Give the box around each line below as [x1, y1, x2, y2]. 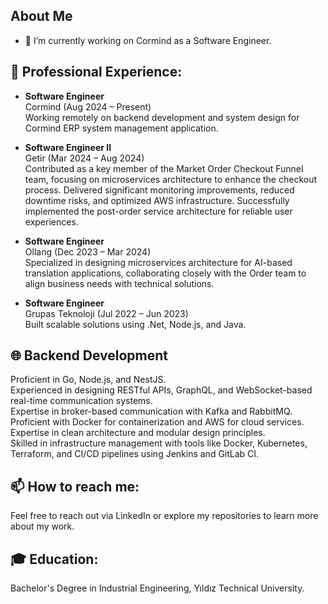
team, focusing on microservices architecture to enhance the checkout [24, 173, 318, 185]
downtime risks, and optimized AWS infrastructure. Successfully [24, 194, 290, 206]
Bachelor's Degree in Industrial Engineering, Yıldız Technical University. [10, 582, 305, 594]
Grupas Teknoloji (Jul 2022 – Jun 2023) [24, 307, 189, 319]
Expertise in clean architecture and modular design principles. [10, 427, 266, 439]
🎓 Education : [10, 550, 99, 568]
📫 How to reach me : [10, 478, 140, 495]
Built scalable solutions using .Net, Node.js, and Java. [24, 318, 247, 330]
